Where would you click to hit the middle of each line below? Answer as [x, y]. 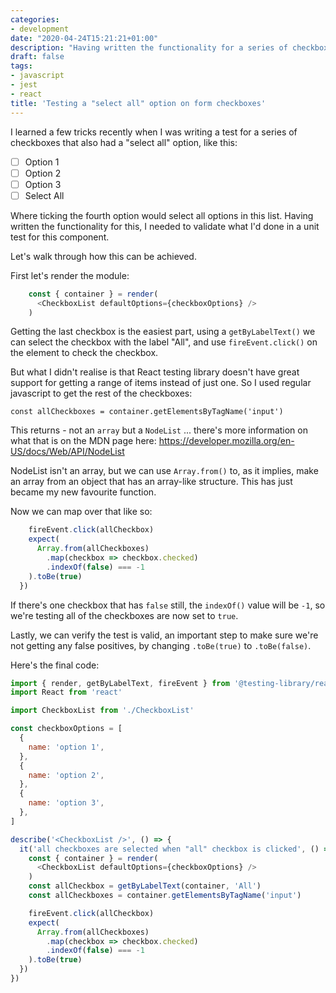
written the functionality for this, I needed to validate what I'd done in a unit [165, 226]
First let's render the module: [70, 275]
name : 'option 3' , [66, 803]
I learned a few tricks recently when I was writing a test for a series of [154, 132]
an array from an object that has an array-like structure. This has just [151, 482]
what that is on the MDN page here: [83, 441]
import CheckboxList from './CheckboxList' [102, 711]
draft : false [37, 57]
